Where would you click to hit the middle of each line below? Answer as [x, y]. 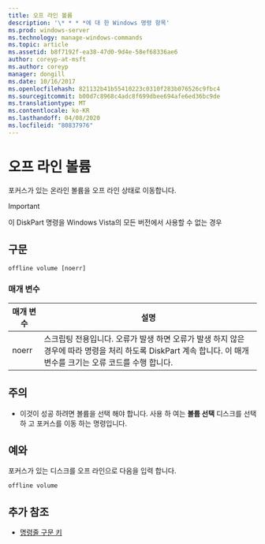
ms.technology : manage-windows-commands [76, 37]
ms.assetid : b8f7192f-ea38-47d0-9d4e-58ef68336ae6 [93, 52]
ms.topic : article [38, 45]
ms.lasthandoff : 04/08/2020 [54, 118]
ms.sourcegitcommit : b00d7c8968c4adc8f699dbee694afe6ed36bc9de [114, 96]
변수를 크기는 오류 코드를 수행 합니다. [108, 362]
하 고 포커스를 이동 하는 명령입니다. [73, 423]
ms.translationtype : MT [47, 103]
